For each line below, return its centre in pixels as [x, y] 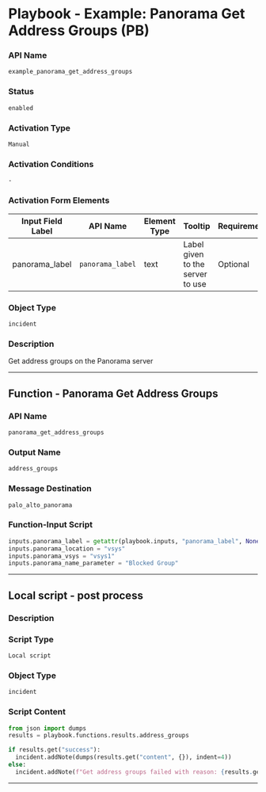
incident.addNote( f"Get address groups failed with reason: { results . [134, 772]
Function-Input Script [51, 525]
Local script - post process [76, 595]
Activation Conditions [51, 164]
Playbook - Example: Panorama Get [127, 14]
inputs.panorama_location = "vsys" [67, 548]
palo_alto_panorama [40, 505]
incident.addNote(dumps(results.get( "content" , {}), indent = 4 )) [123, 757]
